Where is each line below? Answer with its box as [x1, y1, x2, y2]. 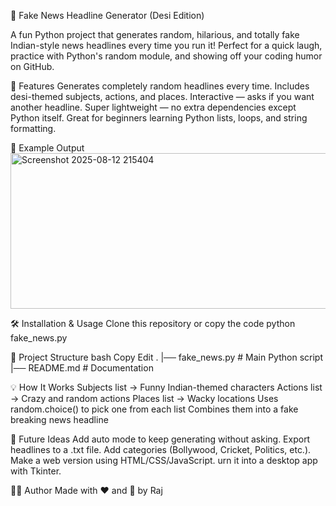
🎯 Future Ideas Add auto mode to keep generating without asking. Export [10, 433, 311, 445]
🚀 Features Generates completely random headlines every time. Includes [10, 80, 310, 92]
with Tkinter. [10, 465, 62, 477]
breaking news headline [10, 414, 109, 425]
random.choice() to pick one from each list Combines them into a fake [10, 403, 299, 415]
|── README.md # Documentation [10, 362, 154, 374]
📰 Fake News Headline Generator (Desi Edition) [10, 10, 205, 21]
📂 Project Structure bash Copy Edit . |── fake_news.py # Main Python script [10, 351, 323, 363]
